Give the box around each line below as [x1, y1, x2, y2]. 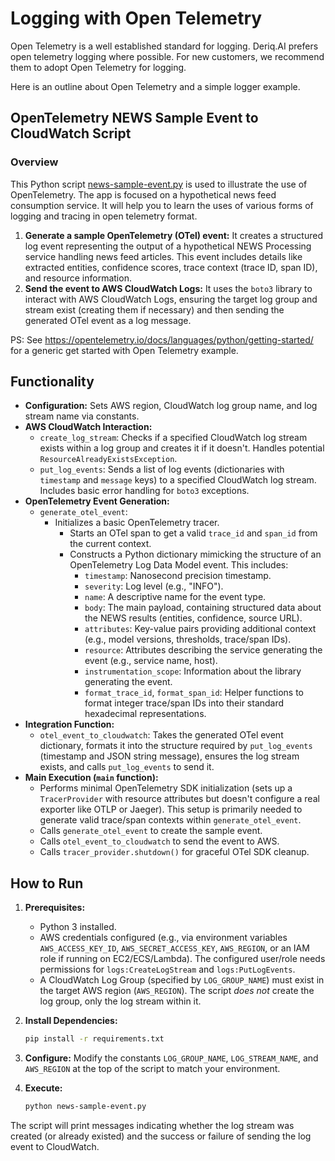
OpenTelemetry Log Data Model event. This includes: [69, 559, 289, 571]
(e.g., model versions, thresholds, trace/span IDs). [84, 633, 292, 646]
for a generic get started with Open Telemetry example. [10, 344, 239, 356]
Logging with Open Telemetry [10, 7, 263, 30]
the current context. [69, 538, 152, 550]
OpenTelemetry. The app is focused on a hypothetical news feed [10, 188, 277, 201]
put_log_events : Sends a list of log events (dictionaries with [39, 463, 285, 476]
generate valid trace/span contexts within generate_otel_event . [39, 814, 302, 826]
